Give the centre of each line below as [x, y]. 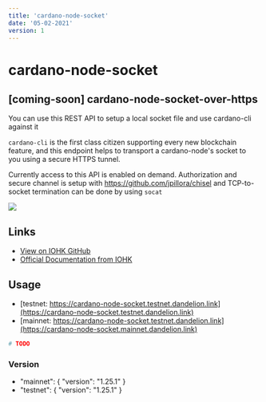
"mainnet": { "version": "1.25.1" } [73, 382]
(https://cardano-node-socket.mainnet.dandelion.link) [109, 329]
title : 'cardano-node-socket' [59, 16]
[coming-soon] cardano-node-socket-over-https [133, 99]
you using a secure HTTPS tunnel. [65, 160]
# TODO [19, 344]
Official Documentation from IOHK [76, 259]
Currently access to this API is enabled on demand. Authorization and [123, 175]
